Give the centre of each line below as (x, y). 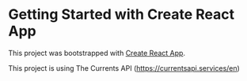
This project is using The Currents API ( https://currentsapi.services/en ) (124, 68)
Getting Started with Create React (122, 15)
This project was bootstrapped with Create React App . (97, 53)
